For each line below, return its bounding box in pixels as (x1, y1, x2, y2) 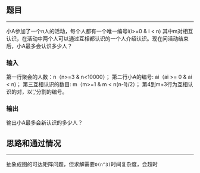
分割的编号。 (36, 88, 68, 96)
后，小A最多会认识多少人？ (6, 42, 73, 49)
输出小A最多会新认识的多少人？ (6, 119, 83, 126)
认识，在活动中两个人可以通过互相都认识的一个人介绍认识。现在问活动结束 (6, 34, 189, 42)
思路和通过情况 (6, 138, 61, 148)
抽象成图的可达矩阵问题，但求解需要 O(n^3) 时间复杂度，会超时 (6, 161, 158, 168)
